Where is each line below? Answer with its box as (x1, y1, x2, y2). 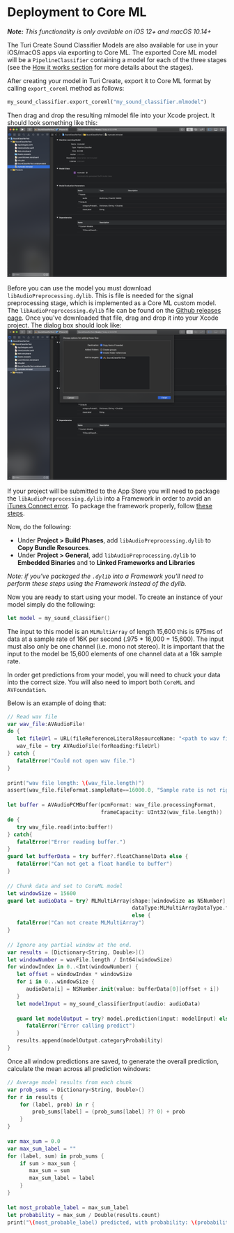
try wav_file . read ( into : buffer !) (16, 823, 114, 831)
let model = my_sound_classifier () (7, 614, 111, 621)
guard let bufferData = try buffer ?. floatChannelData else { (7, 853, 189, 860)
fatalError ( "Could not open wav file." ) (16, 757, 136, 765)
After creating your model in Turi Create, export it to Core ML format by (7, 76, 211, 84)
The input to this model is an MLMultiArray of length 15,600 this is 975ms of (7, 627, 223, 635)
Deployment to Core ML (7, 4, 147, 20)
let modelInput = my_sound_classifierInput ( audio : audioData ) (16, 1000, 201, 1007)
